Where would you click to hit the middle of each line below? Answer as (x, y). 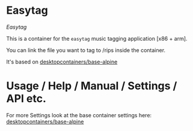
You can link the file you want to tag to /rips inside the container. (86, 50)
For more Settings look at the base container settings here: (79, 115)
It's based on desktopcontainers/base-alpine (62, 62)
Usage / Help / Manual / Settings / (92, 86)
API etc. (26, 99)
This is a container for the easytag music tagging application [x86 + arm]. (97, 38)
